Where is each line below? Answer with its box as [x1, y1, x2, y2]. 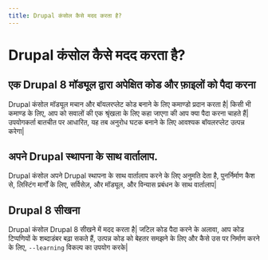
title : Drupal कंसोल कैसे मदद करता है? [8, 11, 122, 20]
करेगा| [8, 126, 25, 136]
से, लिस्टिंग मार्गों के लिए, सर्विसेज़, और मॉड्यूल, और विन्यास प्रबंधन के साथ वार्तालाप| [8, 180, 217, 190]
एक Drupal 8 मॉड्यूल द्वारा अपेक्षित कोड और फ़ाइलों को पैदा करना [8, 78, 256, 92]
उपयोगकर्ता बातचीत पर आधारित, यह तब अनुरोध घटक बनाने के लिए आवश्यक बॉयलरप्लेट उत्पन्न [8, 117, 245, 127]
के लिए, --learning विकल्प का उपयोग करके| [8, 242, 128, 252]
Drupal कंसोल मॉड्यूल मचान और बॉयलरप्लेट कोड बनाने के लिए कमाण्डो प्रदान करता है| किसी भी [8, 99, 251, 108]
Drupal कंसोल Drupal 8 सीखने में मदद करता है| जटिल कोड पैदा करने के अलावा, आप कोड [8, 225, 245, 234]
